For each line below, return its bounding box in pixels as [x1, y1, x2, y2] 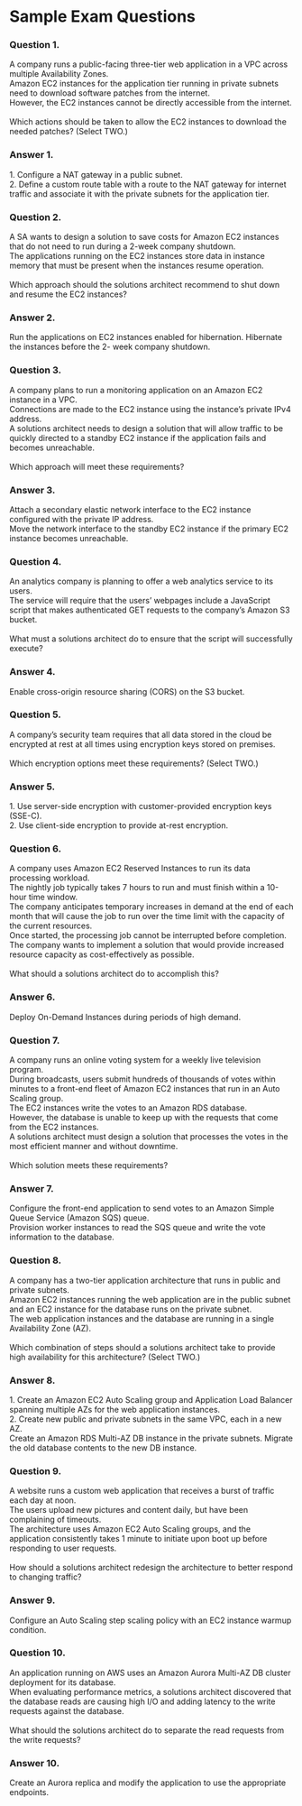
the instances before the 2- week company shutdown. [9, 341, 211, 353]
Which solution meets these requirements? [9, 1160, 169, 1171]
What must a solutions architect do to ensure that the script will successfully [9, 633, 293, 644]
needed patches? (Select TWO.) [9, 126, 129, 137]
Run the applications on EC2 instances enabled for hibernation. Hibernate [9, 332, 282, 343]
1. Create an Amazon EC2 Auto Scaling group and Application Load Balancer [9, 1394, 293, 1405]
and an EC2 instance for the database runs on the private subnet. [9, 1304, 252, 1314]
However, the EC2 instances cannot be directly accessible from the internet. [9, 97, 293, 108]
